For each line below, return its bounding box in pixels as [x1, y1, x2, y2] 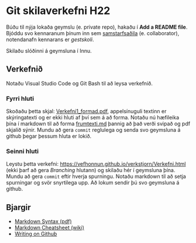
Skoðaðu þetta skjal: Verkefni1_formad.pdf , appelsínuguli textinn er [6, 108, 167, 115]
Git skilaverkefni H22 [6, 4, 111, 18]
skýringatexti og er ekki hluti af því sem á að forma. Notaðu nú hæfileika [6, 114, 180, 121]
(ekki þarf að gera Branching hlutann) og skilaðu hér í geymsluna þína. [6, 167, 176, 174]
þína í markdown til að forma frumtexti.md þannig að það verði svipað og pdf [6, 120, 191, 127]
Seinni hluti [6, 147, 39, 155]
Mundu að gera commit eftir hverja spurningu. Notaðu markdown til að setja [6, 173, 186, 180]
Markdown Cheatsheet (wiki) [14, 224, 85, 231]
